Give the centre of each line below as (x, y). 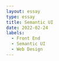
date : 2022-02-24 (27, 28)
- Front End (26, 38)
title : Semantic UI (30, 22)
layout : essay (23, 11)
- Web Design (27, 49)
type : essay (20, 17)
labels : (15, 33)
